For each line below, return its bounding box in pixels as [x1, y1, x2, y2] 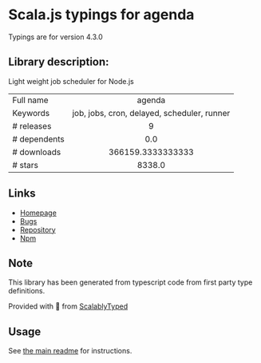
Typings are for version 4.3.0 [8, 32, 104, 42]
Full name [12, 94, 49, 106]
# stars [12, 159, 38, 170]
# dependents [12, 134, 65, 145]
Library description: [8, 55, 109, 69]
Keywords [12, 107, 50, 118]
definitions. [8, 286, 45, 296]
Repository [19, 225, 56, 234]
